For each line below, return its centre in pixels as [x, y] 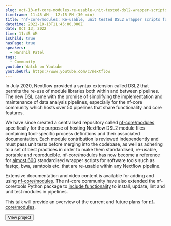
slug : [11, 10]
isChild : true [20, 39]
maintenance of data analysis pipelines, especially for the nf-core [74, 102]
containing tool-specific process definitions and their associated [73, 133]
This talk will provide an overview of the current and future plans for [76, 202]
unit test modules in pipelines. [37, 192]
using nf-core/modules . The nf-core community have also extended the [80, 181]
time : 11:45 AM [21, 34]
